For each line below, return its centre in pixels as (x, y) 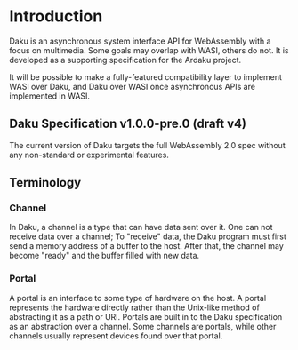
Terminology (45, 183)
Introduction (56, 16)
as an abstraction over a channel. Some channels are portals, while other (143, 326)
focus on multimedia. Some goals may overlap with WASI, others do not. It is (149, 50)
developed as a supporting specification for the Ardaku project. (125, 60)
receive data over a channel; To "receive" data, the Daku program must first (148, 236)
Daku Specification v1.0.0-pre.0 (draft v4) (128, 124)
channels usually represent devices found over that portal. (116, 336)
